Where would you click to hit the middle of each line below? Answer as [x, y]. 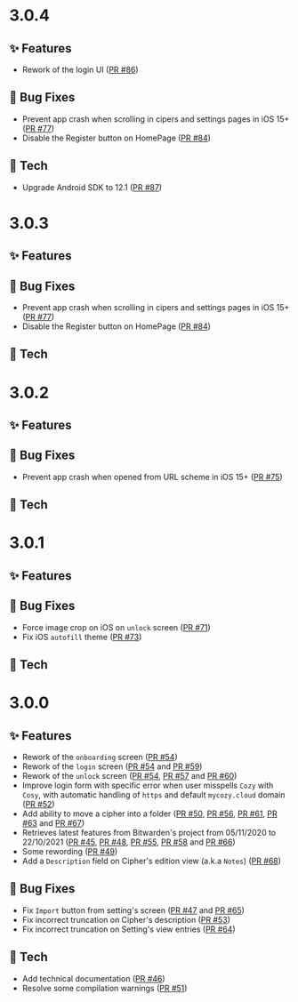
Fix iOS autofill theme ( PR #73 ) [82, 637]
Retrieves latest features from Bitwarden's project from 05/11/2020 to [149, 832]
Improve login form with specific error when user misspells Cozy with [148, 785]
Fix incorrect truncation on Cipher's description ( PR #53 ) [126, 919]
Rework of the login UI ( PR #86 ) [81, 69]
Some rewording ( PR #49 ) [70, 851]
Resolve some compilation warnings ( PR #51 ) [105, 988]
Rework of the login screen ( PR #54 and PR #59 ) [112, 766]
